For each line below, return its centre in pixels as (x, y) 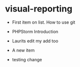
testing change (27, 59)
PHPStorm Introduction (35, 31)
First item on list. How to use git (44, 22)
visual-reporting (39, 9)
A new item (23, 50)
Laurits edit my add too (35, 41)
